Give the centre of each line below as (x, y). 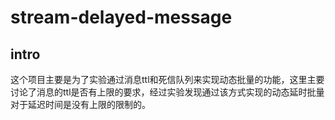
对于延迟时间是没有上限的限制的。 (80, 104)
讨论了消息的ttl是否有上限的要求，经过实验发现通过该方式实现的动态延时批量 (167, 92)
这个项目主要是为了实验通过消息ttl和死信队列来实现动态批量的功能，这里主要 (167, 79)
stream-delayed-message (121, 17)
